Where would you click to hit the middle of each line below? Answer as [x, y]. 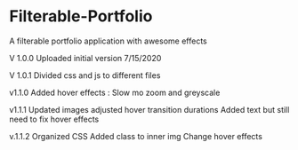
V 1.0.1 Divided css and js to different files [85, 75]
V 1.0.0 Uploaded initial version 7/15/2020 [85, 58]
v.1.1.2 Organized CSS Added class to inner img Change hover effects [136, 136]
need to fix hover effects [54, 119]
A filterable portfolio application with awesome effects [108, 41]
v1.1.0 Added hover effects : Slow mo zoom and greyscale [115, 92]
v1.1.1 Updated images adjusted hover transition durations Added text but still [149, 109]
